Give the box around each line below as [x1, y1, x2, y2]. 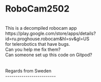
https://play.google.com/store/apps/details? [5, 30, 96, 36]
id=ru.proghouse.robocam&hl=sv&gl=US [5, 36, 89, 42]
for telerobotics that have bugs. [5, 41, 70, 47]
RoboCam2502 [5, 3, 70, 15]
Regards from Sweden [5, 67, 52, 73]
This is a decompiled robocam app [5, 25, 77, 31]
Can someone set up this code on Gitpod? [5, 51, 92, 58]
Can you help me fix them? [5, 46, 61, 52]
